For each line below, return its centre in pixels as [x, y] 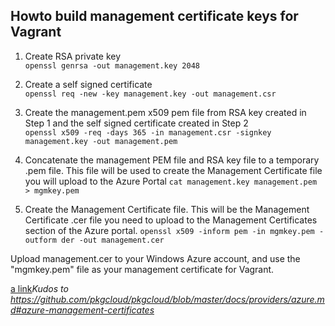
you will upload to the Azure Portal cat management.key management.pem [171, 181]
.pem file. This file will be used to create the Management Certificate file [173, 170]
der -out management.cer [113, 240]
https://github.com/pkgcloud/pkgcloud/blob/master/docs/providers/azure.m [167, 299]
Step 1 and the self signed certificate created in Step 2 [136, 123]
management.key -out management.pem [101, 141]
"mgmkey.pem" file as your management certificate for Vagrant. [142, 269]
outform [40, 240]
